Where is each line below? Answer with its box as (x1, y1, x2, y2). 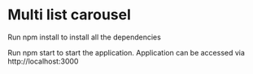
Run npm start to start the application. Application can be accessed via (7, 47, 246, 57)
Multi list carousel (7, 6, 132, 24)
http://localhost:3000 (7, 56, 79, 66)
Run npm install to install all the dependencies (7, 32, 162, 42)
